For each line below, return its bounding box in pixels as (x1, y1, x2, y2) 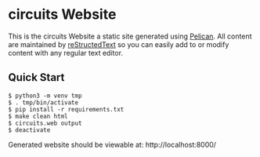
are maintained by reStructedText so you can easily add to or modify (8, 39, 229, 49)
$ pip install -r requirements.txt (8, 105, 125, 113)
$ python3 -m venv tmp (8, 92, 82, 100)
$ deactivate (8, 126, 51, 134)
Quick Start (8, 71, 65, 84)
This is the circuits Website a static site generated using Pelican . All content (8, 31, 252, 41)
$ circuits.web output (8, 119, 82, 127)
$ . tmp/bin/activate (8, 98, 79, 107)
